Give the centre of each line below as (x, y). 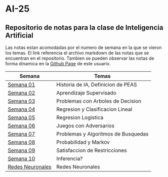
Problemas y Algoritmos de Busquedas (102, 134)
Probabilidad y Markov (83, 142)
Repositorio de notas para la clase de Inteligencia (84, 28)
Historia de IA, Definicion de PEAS (97, 85)
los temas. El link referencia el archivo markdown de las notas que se (77, 53)
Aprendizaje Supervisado (86, 93)
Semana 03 (22, 101)
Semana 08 (22, 142)
